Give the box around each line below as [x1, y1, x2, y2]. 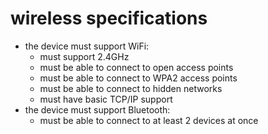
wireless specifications [10, 7, 208, 30]
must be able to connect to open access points [39, 61, 234, 73]
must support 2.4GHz [39, 50, 130, 62]
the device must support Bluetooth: [24, 103, 171, 116]
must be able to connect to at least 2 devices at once [39, 114, 259, 126]
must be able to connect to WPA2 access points [39, 72, 238, 84]
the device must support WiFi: [24, 40, 150, 52]
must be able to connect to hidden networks [39, 82, 223, 94]
